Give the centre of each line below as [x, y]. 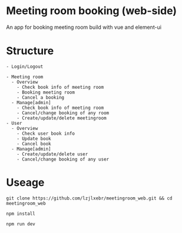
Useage [25, 183]
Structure [30, 51]
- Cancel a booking [41, 97]
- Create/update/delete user [52, 154]
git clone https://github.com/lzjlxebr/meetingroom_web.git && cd [89, 198]
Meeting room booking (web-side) [92, 11]
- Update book [34, 139]
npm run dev [21, 224]
